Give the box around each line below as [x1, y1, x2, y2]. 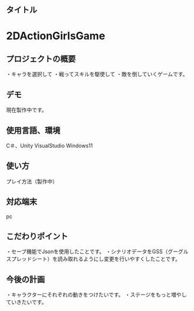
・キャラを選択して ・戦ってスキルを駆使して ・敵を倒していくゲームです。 [6, 71, 188, 78]
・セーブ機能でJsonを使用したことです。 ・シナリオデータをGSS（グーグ [6, 248, 183, 255]
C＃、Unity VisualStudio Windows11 [6, 142, 93, 149]
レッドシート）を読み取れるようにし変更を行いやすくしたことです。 [16, 256, 181, 263]
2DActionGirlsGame [6, 29, 106, 42]
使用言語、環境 [6, 125, 61, 135]
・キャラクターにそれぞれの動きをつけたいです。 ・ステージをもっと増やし [6, 291, 187, 299]
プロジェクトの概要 [6, 54, 76, 64]
